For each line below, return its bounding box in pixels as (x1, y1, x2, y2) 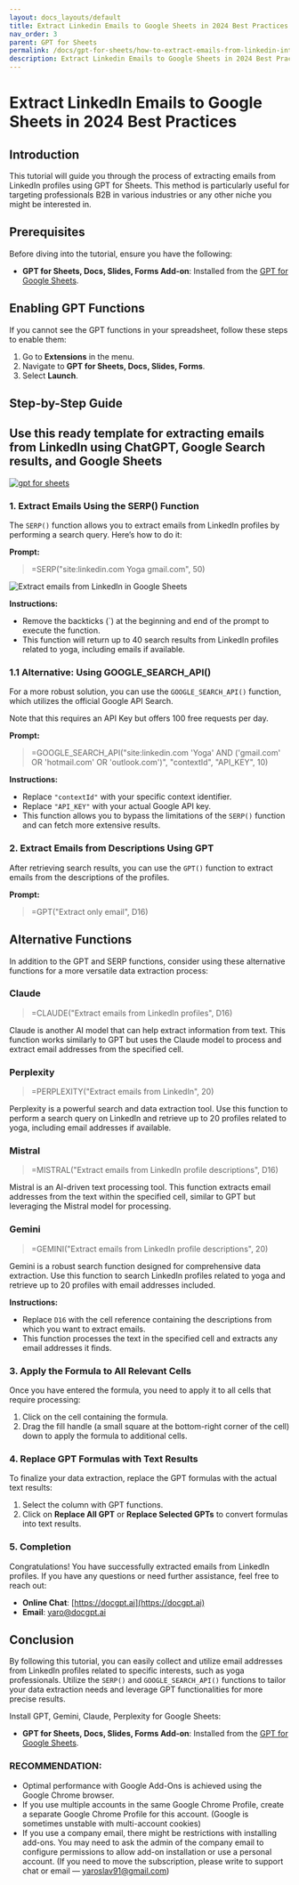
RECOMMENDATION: (9, 1760, 102, 1772)
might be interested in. (9, 199, 92, 209)
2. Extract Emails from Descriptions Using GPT (9, 842, 214, 854)
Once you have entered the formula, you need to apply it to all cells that (9, 1385, 271, 1396)
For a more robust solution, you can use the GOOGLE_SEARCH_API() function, (9, 686, 282, 697)
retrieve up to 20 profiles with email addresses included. (9, 1279, 216, 1290)
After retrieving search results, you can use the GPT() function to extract (9, 862, 273, 873)
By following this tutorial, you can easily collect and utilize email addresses (9, 1656, 283, 1667)
